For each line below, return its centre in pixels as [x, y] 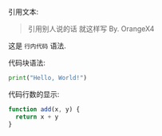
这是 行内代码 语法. [37, 46]
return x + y [37, 117]
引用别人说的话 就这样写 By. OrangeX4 [91, 29]
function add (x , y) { [44, 109]
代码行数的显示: [34, 94]
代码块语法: [27, 63]
